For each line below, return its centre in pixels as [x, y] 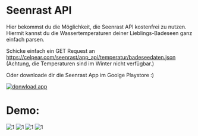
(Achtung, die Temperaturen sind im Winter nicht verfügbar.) [80, 64]
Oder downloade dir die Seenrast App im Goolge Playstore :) [80, 75]
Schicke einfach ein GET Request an [51, 50]
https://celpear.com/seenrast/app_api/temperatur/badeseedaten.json [91, 57]
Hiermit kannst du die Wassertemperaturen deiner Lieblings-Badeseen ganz [99, 33]
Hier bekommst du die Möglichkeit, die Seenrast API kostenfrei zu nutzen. [96, 27]
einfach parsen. [25, 39]
